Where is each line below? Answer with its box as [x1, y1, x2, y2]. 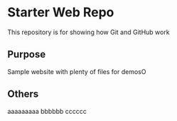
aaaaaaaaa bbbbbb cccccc [7, 107, 87, 115]
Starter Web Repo [7, 4, 114, 21]
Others [7, 88, 39, 100]
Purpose [7, 48, 46, 60]
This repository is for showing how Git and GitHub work [7, 28, 170, 36]
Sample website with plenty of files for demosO [7, 67, 146, 75]
